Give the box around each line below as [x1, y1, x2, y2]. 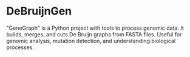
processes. [6, 44, 35, 51]
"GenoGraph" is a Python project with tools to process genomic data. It [6, 24, 184, 32]
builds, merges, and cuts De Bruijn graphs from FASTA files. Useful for [6, 30, 182, 38]
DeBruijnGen [6, 4, 72, 18]
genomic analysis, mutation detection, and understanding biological [6, 37, 176, 44]
